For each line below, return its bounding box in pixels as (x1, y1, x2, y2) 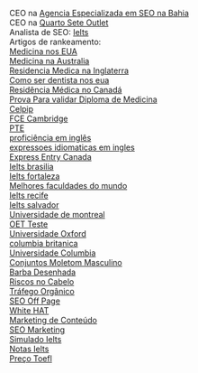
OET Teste (9, 219, 49, 229)
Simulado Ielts (9, 334, 62, 344)
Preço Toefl (9, 353, 52, 364)
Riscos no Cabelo (9, 276, 75, 287)
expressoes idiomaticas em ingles (9, 142, 135, 153)
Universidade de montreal (9, 210, 105, 219)
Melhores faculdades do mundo (9, 181, 128, 191)
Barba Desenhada (9, 266, 76, 277)
